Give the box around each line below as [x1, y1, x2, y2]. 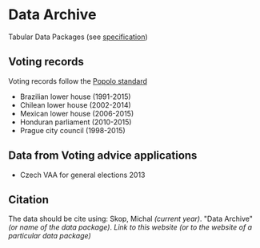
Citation [8, 193, 50, 207]
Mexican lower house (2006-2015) [19, 108, 134, 118]
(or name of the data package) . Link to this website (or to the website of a [8, 222, 253, 232]
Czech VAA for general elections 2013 [19, 170, 146, 179]
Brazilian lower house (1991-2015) [19, 92, 131, 101]
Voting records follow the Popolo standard [8, 76, 148, 85]
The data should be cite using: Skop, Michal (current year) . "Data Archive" [8, 214, 254, 224]
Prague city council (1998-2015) [19, 125, 126, 135]
